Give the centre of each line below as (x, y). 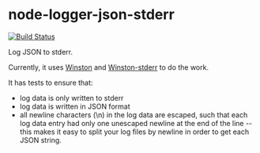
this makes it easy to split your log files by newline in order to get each (134, 132)
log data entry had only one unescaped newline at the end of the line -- (136, 123)
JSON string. (40, 140)
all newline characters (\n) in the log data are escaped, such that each (134, 115)
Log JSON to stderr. (41, 52)
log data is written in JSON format (75, 106)
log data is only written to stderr (72, 98)
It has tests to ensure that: (51, 82)
